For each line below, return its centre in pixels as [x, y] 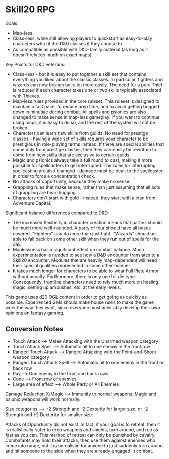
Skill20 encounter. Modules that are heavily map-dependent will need [85, 260]
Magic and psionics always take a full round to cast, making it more [82, 160]
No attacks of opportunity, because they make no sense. [71, 181]
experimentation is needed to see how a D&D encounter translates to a [86, 255]
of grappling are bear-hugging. [45, 192]
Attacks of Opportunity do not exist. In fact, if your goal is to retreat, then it [83, 424]
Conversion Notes [34, 329]
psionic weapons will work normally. [43, 399]
